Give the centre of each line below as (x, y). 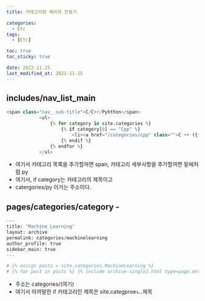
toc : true (19, 51)
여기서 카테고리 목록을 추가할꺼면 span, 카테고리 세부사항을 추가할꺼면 (99, 164)
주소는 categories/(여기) (45, 284)
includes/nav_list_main (51, 98)
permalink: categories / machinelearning (57, 238)
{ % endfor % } (67, 146)
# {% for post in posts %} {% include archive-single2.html (85, 272)
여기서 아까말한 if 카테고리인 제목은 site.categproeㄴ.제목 (84, 292)
